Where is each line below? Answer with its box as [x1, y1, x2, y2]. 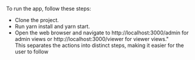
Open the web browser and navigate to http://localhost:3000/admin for [14, 29, 189, 36]
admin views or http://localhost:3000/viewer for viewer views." [14, 36, 169, 42]
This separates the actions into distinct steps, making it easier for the [14, 42, 184, 49]
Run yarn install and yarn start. [14, 23, 90, 30]
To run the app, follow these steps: [6, 5, 91, 12]
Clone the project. [14, 17, 59, 23]
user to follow [14, 48, 49, 55]
